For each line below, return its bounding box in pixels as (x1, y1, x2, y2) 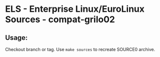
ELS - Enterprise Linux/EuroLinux (5, 3, 145, 15)
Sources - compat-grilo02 (5, 14, 115, 25)
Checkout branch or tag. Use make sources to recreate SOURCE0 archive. (5, 47, 156, 52)
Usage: (5, 33, 28, 42)
